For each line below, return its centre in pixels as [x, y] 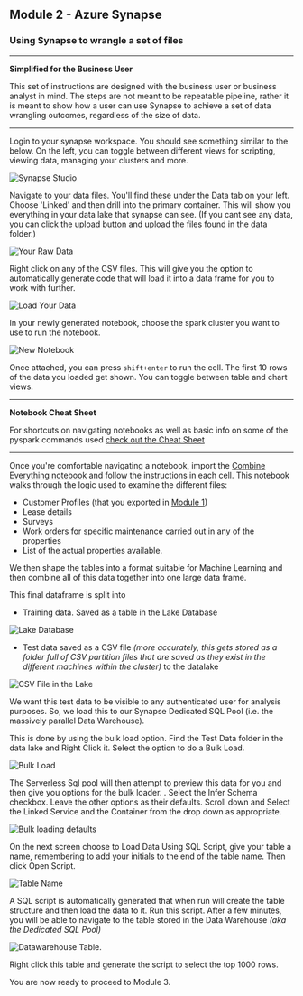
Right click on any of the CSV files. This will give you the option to [132, 268]
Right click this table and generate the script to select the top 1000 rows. [144, 964]
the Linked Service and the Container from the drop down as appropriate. [146, 811]
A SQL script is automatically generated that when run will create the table [147, 900]
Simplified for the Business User [71, 69]
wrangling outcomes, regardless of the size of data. [105, 115]
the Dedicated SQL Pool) [55, 929]
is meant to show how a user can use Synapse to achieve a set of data [140, 105]
